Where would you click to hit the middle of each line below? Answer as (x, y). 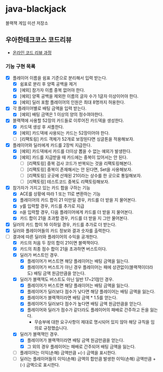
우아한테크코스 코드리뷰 (39, 40)
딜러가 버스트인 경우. (39, 255)
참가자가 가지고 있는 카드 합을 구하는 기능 (51, 188)
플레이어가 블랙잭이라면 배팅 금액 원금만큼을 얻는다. (76, 340)
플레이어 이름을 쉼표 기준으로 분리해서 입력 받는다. (60, 78)
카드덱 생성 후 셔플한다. (42, 127)
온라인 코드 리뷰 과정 (32, 53)
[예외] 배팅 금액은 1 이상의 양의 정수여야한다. (62, 114)
